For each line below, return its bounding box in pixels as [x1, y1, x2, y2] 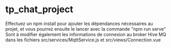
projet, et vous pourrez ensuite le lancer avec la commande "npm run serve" [5, 26, 166, 32]
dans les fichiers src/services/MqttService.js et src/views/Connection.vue [5, 37, 161, 43]
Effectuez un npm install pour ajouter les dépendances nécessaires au [5, 20, 153, 27]
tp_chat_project [5, 4, 74, 15]
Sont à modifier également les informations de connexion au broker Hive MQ [5, 31, 166, 37]
